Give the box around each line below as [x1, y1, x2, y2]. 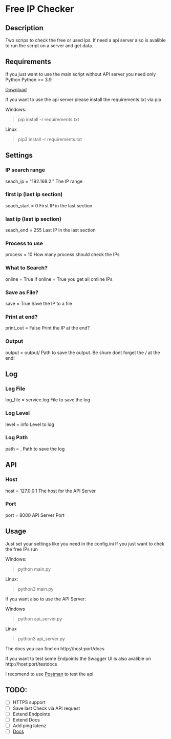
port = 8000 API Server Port [5, 512, 65, 518]
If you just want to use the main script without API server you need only [5, 71, 156, 77]
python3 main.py [17, 586, 54, 592]
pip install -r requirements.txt [17, 116, 79, 122]
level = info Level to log [5, 421, 55, 427]
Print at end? [5, 313, 38, 320]
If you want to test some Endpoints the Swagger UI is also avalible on [5, 655, 151, 662]
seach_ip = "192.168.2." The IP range [5, 178, 83, 184]
